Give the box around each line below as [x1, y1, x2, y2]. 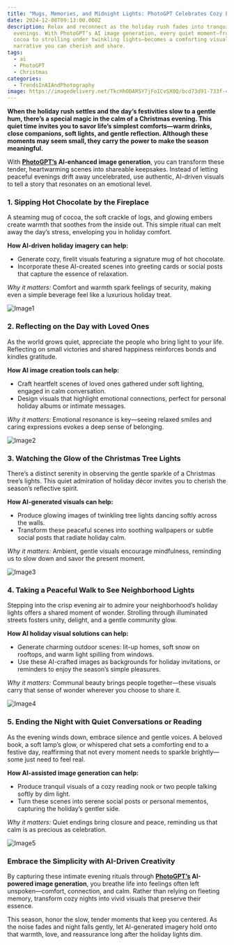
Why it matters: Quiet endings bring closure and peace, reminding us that [7, 817, 218, 826]
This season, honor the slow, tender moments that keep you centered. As [7, 915, 217, 923]
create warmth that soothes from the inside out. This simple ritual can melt [7, 220, 221, 229]
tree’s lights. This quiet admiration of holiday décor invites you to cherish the [7, 477, 226, 485]
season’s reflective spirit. [7, 484, 79, 492]
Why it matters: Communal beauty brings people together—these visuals [7, 679, 217, 687]
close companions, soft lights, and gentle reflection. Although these [7, 130, 209, 138]
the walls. [17, 519, 45, 527]
